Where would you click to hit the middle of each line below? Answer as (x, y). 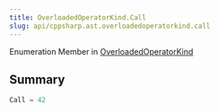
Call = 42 (28, 100)
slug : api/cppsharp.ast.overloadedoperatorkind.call (110, 26)
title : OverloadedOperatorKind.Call (78, 17)
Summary (37, 79)
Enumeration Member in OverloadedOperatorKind (101, 51)
